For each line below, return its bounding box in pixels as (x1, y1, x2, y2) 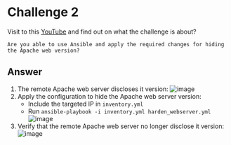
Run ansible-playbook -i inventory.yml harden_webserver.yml (27, 106, 211, 116)
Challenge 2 (7, 4, 79, 20)
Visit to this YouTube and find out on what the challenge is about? (7, 27, 197, 36)
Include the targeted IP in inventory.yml (27, 99, 144, 108)
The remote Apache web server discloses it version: (17, 85, 169, 93)
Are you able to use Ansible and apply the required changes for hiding (7, 41, 225, 48)
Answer (7, 66, 43, 78)
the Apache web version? (7, 47, 80, 54)
